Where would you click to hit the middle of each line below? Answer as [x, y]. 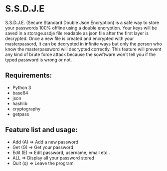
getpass [21, 114]
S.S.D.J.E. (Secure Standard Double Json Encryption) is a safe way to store [82, 22]
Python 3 [22, 87]
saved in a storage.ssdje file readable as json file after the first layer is [77, 33]
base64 [20, 92]
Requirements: [29, 75]
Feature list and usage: [42, 130]
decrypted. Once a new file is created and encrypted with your [70, 38]
